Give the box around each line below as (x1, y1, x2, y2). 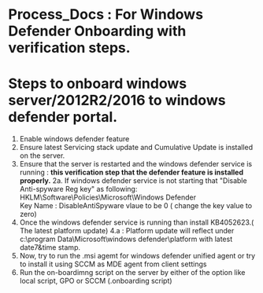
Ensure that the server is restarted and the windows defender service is (19, 159, 253, 169)
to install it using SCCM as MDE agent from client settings (19, 259, 207, 269)
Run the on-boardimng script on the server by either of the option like (19, 268, 246, 277)
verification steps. (8, 39, 131, 57)
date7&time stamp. (19, 243, 81, 252)
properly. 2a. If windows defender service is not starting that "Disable (19, 176, 247, 185)
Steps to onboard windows (8, 75, 187, 93)
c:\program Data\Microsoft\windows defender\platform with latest (19, 234, 233, 244)
